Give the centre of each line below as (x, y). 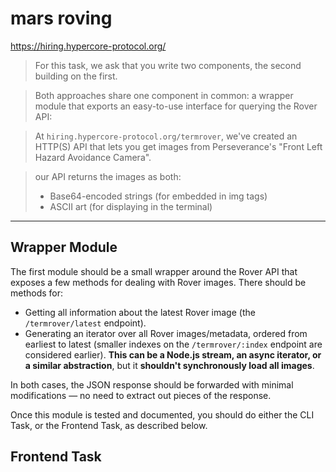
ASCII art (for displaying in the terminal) (131, 206)
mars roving (61, 18)
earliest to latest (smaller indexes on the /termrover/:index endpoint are (173, 344)
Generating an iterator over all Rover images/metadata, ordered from (166, 333)
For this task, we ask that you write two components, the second (168, 65)
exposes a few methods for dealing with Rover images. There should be (158, 282)
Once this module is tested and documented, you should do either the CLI (162, 414)
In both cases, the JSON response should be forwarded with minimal (152, 384)
